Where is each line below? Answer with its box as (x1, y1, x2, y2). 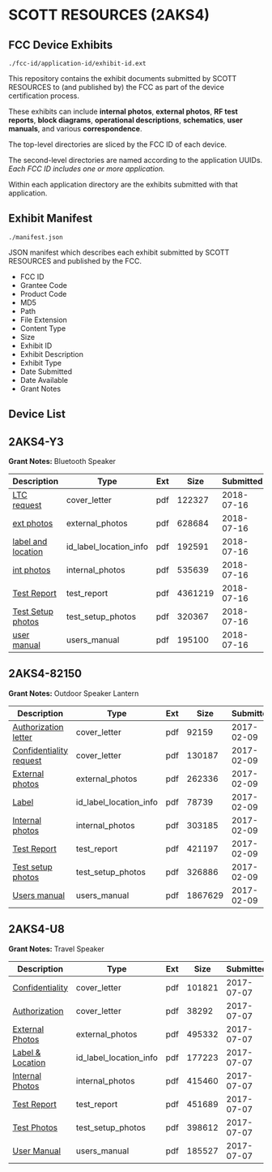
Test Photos (12, 1122, 58, 1133)
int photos (12, 565, 51, 576)
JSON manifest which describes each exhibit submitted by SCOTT (8, 247, 230, 257)
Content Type (19, 323, 66, 333)
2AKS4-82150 (8, 667, 83, 680)
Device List (8, 407, 66, 421)
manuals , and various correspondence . (8, 124, 142, 133)
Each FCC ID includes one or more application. (8, 164, 165, 174)
